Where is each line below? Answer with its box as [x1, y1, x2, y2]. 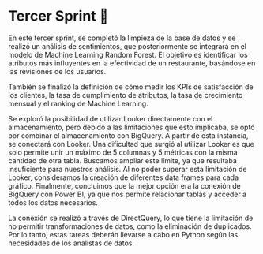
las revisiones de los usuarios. [8, 66, 107, 76]
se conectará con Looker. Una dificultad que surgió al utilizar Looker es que [8, 139, 254, 148]
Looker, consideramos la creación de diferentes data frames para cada [8, 173, 239, 182]
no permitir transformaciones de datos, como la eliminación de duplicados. [8, 221, 252, 231]
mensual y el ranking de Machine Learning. [8, 99, 148, 108]
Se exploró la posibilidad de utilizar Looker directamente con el [8, 114, 213, 123]
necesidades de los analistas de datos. [8, 238, 135, 248]
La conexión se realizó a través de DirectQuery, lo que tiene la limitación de [8, 213, 254, 222]
